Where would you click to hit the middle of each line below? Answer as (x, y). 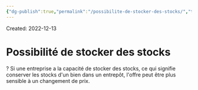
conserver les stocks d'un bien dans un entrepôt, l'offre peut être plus (91, 75)
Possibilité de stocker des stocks (88, 52)
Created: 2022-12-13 (32, 28)
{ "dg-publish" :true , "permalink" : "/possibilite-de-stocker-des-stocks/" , (97, 11)
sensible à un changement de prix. (48, 81)
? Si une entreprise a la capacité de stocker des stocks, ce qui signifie (91, 68)
